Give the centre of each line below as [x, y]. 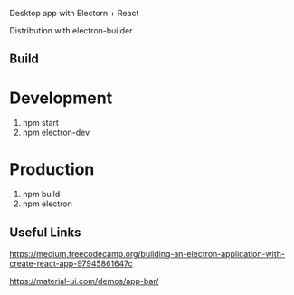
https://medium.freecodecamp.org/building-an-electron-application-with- [147, 254]
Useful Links [45, 232]
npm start [40, 123]
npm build [41, 195]
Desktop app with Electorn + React [74, 13]
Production [52, 169]
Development [61, 98]
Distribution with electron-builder [71, 30]
